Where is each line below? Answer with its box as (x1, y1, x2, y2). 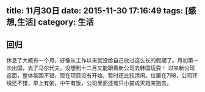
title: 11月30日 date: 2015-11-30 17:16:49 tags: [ (6, 5, 189, 16)
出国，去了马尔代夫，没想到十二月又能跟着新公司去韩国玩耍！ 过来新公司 (11, 64, 195, 71)
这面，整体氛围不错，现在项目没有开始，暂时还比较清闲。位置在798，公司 (6, 72, 193, 79)
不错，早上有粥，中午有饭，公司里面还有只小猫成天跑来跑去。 (16, 79, 172, 87)
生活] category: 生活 (17, 17, 95, 27)
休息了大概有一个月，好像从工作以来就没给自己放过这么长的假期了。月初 (6, 57, 188, 64)
